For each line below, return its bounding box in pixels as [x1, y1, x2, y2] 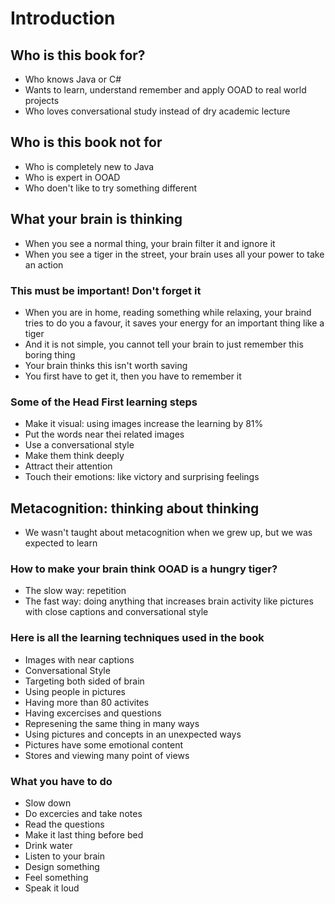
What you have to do [10, 774, 113, 788]
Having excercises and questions [24, 707, 162, 719]
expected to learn [24, 537, 98, 549]
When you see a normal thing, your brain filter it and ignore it [24, 237, 276, 249]
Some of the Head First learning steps [10, 395, 198, 409]
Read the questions [24, 818, 105, 830]
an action [24, 258, 64, 271]
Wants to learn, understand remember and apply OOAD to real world [24, 84, 307, 96]
